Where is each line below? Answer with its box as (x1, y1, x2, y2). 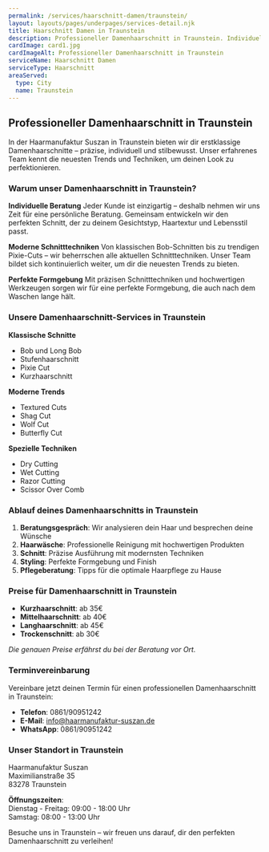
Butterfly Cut (19, 428, 62, 437)
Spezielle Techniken (8, 443, 78, 453)
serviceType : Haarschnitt (8, 64, 94, 72)
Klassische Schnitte (8, 330, 76, 339)
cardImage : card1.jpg (8, 42, 81, 50)
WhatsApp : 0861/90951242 (19, 724, 113, 734)
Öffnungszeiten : (8, 795, 64, 805)
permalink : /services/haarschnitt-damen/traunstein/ (8, 11, 188, 20)
